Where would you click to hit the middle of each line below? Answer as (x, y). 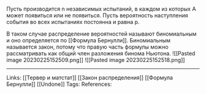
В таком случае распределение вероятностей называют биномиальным (102, 34)
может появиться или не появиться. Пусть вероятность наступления (97, 15)
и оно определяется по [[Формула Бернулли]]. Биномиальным (88, 40)
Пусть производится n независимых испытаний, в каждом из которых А (101, 9)
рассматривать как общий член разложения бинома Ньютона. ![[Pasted (101, 53)
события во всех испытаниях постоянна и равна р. (73, 22)
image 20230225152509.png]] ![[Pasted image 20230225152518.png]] (96, 60)
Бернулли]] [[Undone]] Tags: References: (59, 84)
